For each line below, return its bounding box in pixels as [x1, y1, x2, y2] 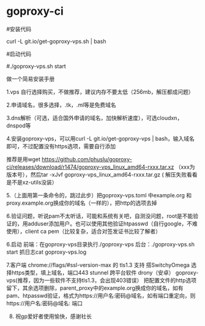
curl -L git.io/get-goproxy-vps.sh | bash [6, 37, 106, 45]
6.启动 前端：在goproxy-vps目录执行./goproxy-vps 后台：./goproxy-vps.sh [6, 240, 195, 248]
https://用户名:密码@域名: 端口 [6, 299, 83, 307]
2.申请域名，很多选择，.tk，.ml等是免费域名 [6, 101, 116, 108]
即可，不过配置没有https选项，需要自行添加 [6, 142, 116, 150]
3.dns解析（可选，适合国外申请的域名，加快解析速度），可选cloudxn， [6, 114, 183, 121]
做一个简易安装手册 [6, 75, 55, 82]
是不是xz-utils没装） [6, 178, 58, 186]
